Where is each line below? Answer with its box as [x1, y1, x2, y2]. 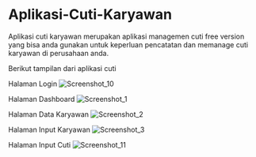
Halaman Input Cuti [8, 140, 71, 149]
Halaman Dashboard [8, 94, 75, 103]
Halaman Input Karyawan [8, 125, 91, 134]
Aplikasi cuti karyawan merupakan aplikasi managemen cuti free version [8, 32, 245, 41]
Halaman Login [8, 79, 58, 88]
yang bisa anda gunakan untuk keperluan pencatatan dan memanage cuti [8, 39, 248, 49]
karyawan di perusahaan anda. [8, 48, 109, 58]
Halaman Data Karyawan [8, 109, 90, 119]
